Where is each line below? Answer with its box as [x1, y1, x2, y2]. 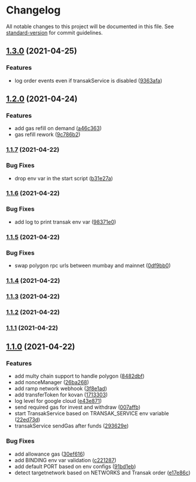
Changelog [6, 4, 61, 17]
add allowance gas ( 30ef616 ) [14, 450, 85, 457]
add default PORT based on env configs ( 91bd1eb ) [14, 463, 136, 470]
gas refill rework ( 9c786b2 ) [14, 131, 81, 138]
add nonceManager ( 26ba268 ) [14, 379, 90, 386]
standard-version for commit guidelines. [6, 29, 103, 36]
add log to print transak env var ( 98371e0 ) [14, 218, 116, 225]
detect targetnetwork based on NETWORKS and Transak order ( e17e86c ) [14, 469, 191, 476]
